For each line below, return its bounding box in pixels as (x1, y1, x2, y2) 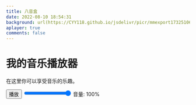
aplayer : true (6, 24, 41, 31)
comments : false (6, 30, 45, 36)
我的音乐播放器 (6, 57, 78, 71)
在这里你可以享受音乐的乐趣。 (6, 78, 78, 85)
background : (6, 19, 35, 25)
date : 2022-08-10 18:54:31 (6, 14, 72, 20)
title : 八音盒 (6, 8, 38, 15)
